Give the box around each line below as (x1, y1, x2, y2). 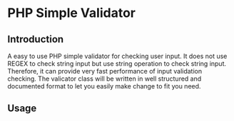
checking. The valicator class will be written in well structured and (7, 74, 202, 83)
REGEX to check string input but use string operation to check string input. (7, 59, 227, 68)
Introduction (7, 33, 64, 45)
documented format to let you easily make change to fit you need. (7, 82, 201, 90)
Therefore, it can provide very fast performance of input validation (7, 67, 203, 75)
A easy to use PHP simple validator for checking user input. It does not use (7, 52, 228, 60)
